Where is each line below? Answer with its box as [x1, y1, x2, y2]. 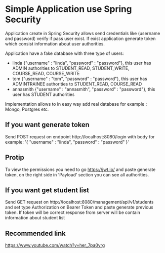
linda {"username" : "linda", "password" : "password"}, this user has [12, 60, 152, 66]
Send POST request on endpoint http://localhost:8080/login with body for [5, 133, 155, 139]
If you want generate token [5, 121, 90, 129]
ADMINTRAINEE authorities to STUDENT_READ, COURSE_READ [12, 81, 142, 87]
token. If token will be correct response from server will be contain [5, 210, 141, 215]
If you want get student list [5, 186, 89, 194]
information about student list [5, 215, 65, 221]
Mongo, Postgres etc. [5, 106, 49, 112]
